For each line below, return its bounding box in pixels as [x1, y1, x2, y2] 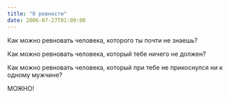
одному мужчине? [7, 71, 63, 79]
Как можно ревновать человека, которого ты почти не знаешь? [7, 36, 198, 44]
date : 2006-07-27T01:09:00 [7, 17, 86, 24]
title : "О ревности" [7, 10, 68, 17]
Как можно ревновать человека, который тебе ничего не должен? [7, 50, 206, 58]
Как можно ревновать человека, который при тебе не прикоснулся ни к [7, 63, 223, 71]
